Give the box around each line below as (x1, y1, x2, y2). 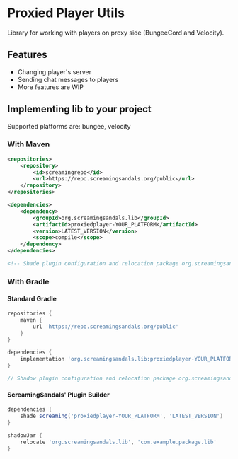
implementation (20, 356, 65, 363)
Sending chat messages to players (17, 75, 119, 83)
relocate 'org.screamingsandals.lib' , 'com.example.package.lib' (20, 438, 217, 446)
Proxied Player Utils (7, 5, 125, 21)
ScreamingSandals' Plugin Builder (7, 390, 110, 399)
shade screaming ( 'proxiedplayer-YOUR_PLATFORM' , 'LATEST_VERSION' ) (20, 412, 223, 420)
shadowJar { (7, 431, 42, 439)
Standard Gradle (7, 294, 57, 303)
